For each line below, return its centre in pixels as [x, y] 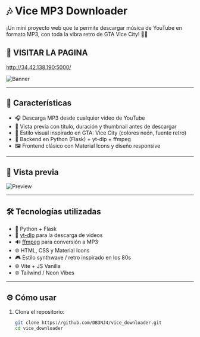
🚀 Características [39, 103]
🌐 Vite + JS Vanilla [37, 266]
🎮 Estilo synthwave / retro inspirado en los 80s [73, 258]
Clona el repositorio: [40, 312]
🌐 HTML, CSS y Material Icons [52, 251]
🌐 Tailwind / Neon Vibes [44, 273]
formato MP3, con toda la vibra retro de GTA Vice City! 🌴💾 [77, 34]
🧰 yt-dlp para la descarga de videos [59, 235]
